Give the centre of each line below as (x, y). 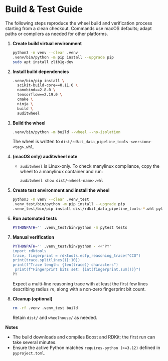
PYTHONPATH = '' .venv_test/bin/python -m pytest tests (70, 227)
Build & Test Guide (44, 9)
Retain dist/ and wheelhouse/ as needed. (55, 317)
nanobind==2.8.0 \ (36, 90)
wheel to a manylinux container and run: (61, 172)
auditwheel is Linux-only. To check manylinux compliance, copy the (90, 166)
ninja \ (25, 104)
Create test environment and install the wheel (61, 190)
